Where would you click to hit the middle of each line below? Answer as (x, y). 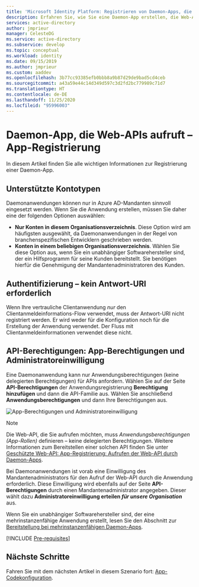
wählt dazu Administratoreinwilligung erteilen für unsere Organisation (94, 496)
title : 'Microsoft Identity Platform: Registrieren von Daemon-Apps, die (99, 12)
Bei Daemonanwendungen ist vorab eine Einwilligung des (76, 471)
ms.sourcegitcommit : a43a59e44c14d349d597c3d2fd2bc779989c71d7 (86, 84)
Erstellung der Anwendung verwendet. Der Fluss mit (70, 326)
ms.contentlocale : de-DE (37, 94)
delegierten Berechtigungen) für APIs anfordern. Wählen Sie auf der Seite (96, 381)
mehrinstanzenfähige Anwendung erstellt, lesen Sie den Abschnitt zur (91, 521)
